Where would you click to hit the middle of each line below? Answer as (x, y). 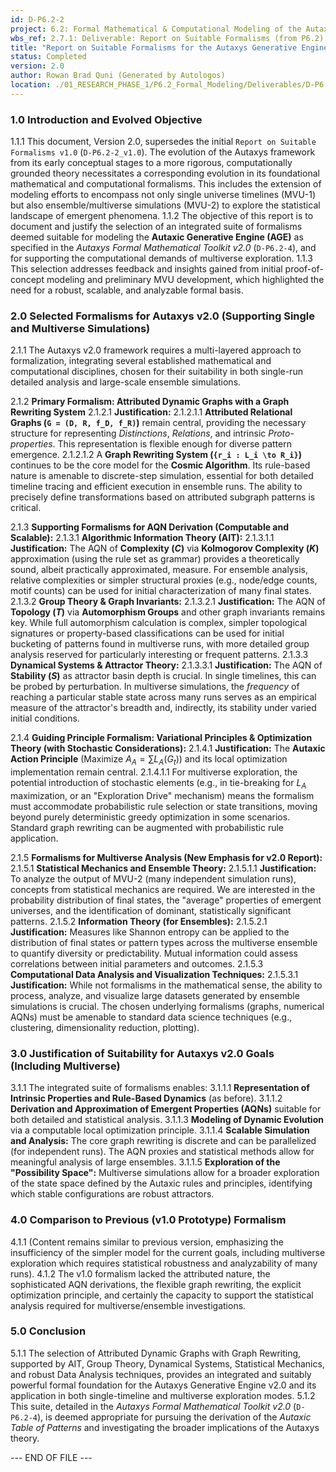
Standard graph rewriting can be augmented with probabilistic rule (147, 827)
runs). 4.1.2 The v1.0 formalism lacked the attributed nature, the (140, 1273)
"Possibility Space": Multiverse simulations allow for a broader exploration (165, 1173)
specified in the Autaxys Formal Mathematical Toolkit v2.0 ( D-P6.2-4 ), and (163, 248)
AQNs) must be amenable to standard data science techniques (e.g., (151, 1017)
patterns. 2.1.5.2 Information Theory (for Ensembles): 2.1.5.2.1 (139, 921)
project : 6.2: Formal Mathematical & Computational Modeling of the (156, 29)
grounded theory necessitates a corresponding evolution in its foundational (165, 173)
